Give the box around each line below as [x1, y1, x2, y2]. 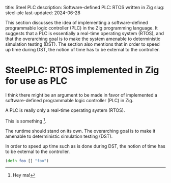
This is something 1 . [5, 117, 47, 124]
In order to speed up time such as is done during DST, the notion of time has [5, 143, 165, 149]
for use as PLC [5, 75, 68, 87]
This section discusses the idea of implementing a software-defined [5, 20, 149, 25]
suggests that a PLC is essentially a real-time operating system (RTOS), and [5, 30, 164, 36]
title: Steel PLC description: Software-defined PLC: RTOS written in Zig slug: [5, 5, 164, 10]
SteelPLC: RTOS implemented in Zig [5, 65, 159, 76]
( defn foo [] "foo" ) [5, 158, 49, 163]
